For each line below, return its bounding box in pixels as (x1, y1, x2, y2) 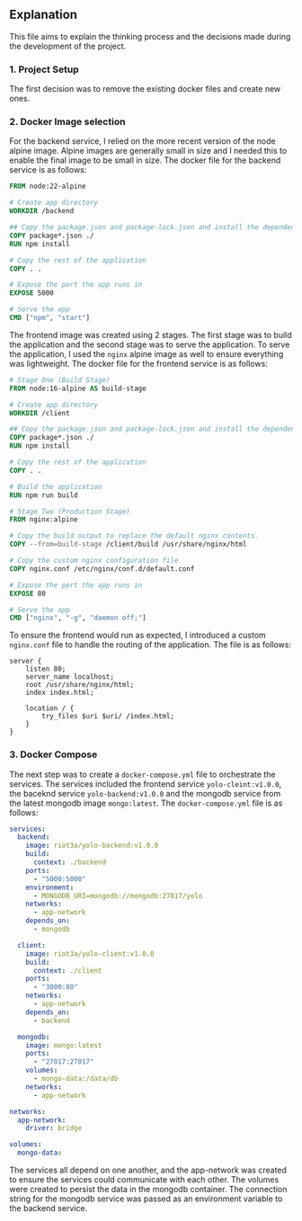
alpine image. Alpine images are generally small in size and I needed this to (9, 146, 288, 156)
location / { (25, 704, 75, 713)
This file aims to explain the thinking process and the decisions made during (9, 31, 291, 41)
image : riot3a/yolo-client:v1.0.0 (25, 949, 155, 958)
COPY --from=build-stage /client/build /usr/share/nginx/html (9, 539, 247, 549)
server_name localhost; (25, 673, 115, 682)
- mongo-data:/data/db (32, 1074, 119, 1083)
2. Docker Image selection (9, 116, 126, 129)
